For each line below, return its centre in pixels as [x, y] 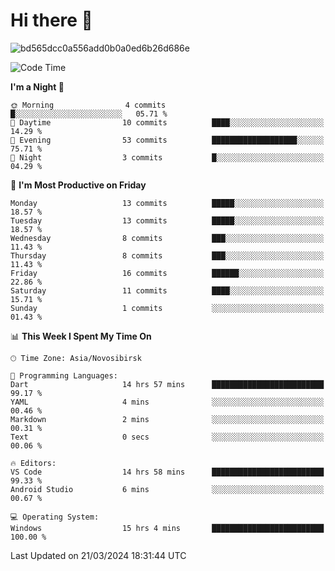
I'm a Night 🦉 [37, 86]
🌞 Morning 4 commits [88, 105]
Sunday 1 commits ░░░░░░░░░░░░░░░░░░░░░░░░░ [167, 308]
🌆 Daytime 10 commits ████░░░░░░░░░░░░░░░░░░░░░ [167, 122]
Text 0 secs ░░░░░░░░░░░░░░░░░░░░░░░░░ [167, 437]
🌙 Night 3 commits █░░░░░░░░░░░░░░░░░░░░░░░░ [167, 157]
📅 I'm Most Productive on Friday [78, 185]
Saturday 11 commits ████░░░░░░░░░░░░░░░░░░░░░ [167, 290]
